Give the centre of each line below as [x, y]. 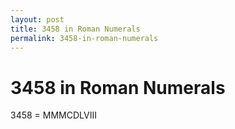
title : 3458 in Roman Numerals [75, 29]
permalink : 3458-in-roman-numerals [84, 38]
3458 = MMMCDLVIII [53, 115]
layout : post [37, 19]
